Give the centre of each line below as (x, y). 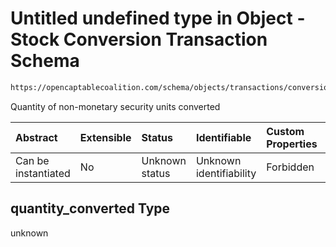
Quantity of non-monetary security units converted (115, 106)
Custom (285, 131)
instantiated (43, 173)
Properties (292, 144)
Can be (32, 160)
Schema (45, 61)
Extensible (105, 137)
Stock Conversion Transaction (139, 39)
